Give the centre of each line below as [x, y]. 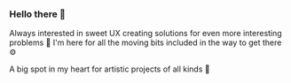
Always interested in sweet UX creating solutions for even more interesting [145, 34]
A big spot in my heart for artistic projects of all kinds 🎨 [110, 69]
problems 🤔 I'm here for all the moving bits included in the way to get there [145, 42]
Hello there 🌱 [38, 14]
